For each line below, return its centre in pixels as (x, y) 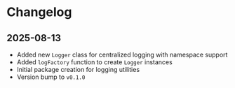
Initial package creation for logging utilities (78, 69)
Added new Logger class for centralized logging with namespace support (122, 54)
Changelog (39, 12)
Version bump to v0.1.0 (51, 77)
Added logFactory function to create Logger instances (94, 62)
